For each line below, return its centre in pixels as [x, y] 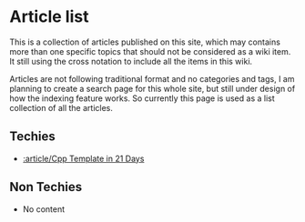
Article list [49, 17]
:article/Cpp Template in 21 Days [83, 158]
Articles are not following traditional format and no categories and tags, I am [152, 78]
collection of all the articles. [61, 107]
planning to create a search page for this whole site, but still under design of [152, 88]
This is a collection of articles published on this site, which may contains [145, 42]
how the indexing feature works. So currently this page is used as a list [142, 98]
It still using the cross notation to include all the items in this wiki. [131, 61]
